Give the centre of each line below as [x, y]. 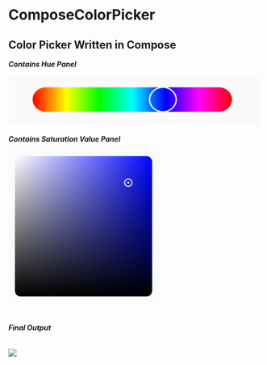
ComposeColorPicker [82, 15]
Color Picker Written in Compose [92, 45]
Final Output [30, 328]
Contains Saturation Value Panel [65, 139]
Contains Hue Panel [42, 64]
